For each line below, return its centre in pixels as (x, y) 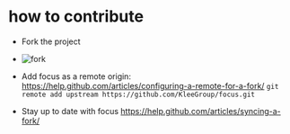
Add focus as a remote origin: (76, 76)
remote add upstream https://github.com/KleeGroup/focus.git (138, 94)
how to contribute (76, 17)
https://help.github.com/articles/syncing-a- (201, 111)
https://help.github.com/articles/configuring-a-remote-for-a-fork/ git (150, 85)
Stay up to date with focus (70, 111)
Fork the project (51, 41)
